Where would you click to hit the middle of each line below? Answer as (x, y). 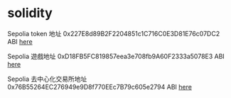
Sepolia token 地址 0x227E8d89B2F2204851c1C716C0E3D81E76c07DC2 (114, 33)
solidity (30, 13)
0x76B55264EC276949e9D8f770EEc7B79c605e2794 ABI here (100, 87)
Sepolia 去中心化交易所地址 (47, 79)
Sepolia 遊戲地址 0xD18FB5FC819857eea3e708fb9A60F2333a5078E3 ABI (116, 56)
